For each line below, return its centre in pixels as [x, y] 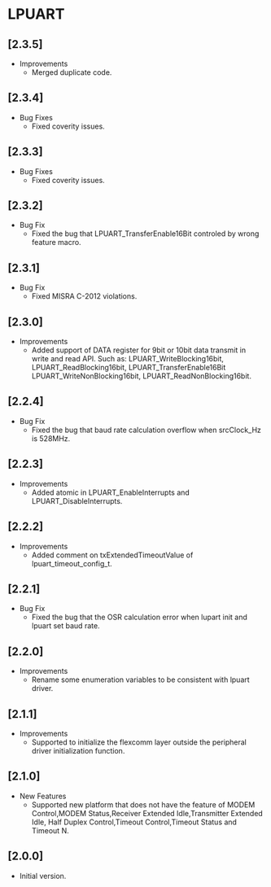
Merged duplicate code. [72, 72]
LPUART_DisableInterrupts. [77, 500]
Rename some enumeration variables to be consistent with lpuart [140, 679]
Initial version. [43, 876]
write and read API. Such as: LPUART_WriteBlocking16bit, [128, 359]
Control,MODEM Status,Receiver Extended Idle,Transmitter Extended [147, 813]
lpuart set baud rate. [66, 626]
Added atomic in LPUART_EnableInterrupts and [111, 492]
